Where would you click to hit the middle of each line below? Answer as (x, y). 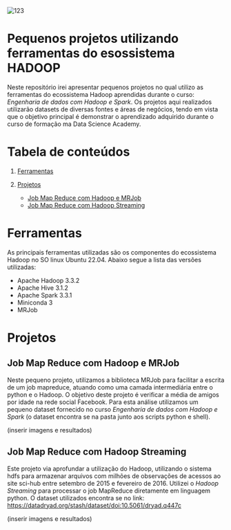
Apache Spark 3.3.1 (44, 295)
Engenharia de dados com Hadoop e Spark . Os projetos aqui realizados (110, 102)
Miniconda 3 (35, 302)
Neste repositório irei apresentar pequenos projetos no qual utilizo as (105, 87)
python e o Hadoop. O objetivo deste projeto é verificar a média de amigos (113, 394)
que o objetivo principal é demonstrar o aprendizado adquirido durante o (110, 116)
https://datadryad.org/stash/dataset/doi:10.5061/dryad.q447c (94, 505)
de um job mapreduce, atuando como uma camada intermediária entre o (110, 387)
